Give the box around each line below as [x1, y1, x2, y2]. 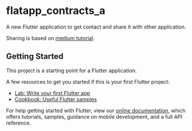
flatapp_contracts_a [6, 4, 105, 17]
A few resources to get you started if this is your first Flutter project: [6, 78, 170, 85]
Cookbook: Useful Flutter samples [14, 95, 97, 102]
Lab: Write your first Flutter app [14, 89, 91, 97]
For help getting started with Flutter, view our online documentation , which [6, 107, 186, 114]
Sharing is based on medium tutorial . [6, 34, 95, 41]
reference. [6, 119, 31, 126]
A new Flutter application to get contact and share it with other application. [6, 23, 186, 30]
